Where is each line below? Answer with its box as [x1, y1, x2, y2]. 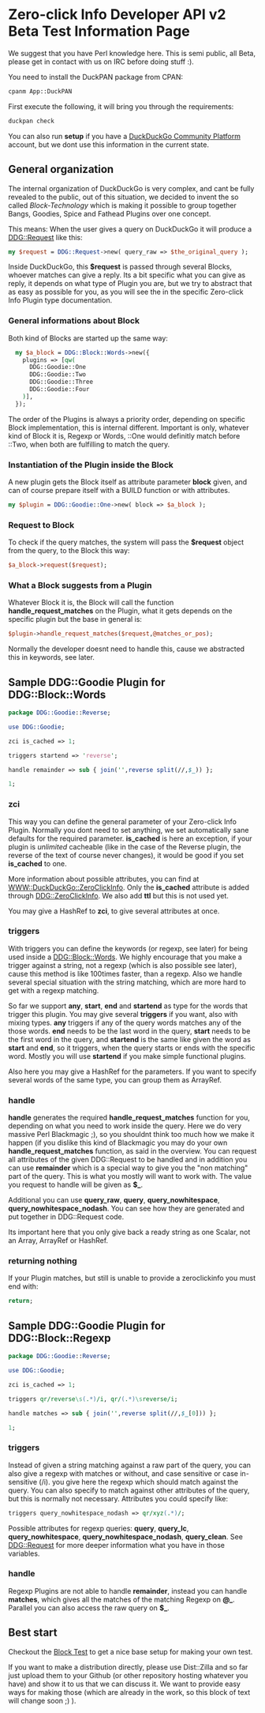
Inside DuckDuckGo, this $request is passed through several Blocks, [8, 262, 233, 272]
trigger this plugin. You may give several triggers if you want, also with [8, 1009, 238, 1018]
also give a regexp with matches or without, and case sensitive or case [8, 1468, 239, 1478]
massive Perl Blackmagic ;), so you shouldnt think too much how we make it [8, 1130, 255, 1139]
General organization [8, 163, 114, 176]
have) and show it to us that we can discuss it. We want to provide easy [8, 1679, 241, 1689]
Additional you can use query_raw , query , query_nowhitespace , [8, 1195, 220, 1205]
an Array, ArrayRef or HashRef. [8, 1236, 109, 1245]
